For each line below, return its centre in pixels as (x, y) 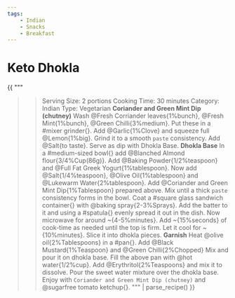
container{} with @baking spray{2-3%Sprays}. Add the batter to (135, 205)
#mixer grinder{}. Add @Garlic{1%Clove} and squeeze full (126, 131)
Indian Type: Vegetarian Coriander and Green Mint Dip (121, 109)
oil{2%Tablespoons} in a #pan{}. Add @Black (108, 243)
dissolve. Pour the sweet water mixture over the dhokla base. (130, 272)
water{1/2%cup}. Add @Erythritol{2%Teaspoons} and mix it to (132, 265)
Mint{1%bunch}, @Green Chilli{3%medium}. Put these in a (126, 123)
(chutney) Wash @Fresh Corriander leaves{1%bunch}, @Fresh (133, 116)
